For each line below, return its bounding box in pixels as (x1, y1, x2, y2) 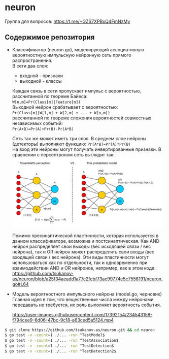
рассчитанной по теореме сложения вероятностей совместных (12, 115, 152, 121)
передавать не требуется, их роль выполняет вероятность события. (12, 302, 161, 308)
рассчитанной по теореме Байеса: (12, 93, 88, 99)
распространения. (12, 57, 53, 63)
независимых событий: (12, 120, 63, 126)
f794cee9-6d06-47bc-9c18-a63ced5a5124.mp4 (12, 317, 114, 323)
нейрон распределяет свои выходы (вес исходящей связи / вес (12, 243, 151, 249)
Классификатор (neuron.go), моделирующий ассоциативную (12, 46, 145, 52)
